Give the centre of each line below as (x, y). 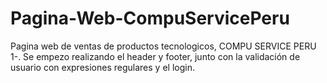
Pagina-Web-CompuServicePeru (150, 18)
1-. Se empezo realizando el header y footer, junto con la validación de (155, 56)
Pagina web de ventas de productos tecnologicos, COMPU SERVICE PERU (163, 46)
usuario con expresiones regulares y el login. (102, 67)
